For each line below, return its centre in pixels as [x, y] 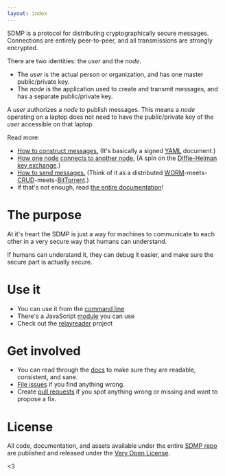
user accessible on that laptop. [51, 124]
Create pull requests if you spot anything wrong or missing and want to [117, 392]
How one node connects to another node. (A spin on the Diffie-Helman [117, 158]
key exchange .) [39, 165]
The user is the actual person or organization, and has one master [110, 74]
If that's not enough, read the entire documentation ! [90, 187]
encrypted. [23, 47]
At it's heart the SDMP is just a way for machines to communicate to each [111, 234]
